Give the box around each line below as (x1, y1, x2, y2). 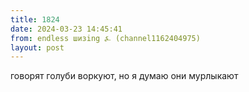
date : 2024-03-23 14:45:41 (10, 24, 123, 34)
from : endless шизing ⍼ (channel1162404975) (10, 33, 201, 43)
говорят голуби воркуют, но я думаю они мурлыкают (10, 70, 239, 82)
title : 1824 (10, 14, 60, 25)
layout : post (10, 42, 65, 53)
